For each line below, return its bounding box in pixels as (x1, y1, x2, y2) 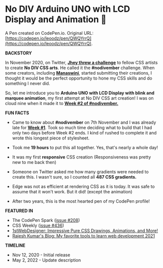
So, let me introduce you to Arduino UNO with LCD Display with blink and (5, 90, 155, 96)
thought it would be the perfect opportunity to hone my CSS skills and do (5, 75, 153, 81)
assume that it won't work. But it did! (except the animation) (12, 188, 133, 194)
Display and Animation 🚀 (5, 14, 107, 25)
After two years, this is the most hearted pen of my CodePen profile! (12, 198, 150, 204)
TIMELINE (5, 242, 25, 248)
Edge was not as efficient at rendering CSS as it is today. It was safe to (12, 183, 155, 189)
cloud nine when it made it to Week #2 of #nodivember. (5, 100, 118, 106)
